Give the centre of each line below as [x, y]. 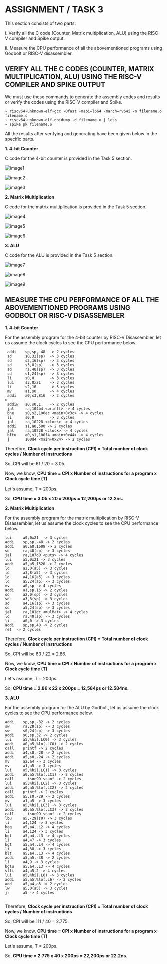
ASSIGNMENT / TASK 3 [54, 9]
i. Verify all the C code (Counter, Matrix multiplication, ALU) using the [76, 33]
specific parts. [20, 139]
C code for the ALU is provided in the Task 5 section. [59, 255]
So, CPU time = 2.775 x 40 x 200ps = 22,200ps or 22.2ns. [66, 956]
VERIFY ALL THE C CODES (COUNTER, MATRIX [80, 69]
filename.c [16, 115]
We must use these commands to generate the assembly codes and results [83, 97]
